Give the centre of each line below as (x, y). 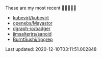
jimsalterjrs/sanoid (32, 34)
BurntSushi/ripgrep (33, 39)
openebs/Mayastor (32, 23)
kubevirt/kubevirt (31, 18)
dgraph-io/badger (32, 28)
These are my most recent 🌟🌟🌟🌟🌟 (41, 8)
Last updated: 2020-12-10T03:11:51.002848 (51, 49)
